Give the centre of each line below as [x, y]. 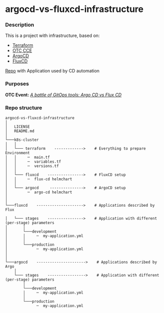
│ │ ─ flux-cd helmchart [39, 179]
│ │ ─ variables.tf [33, 162]
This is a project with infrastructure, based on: [53, 35]
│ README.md [20, 131]
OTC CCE [22, 50]
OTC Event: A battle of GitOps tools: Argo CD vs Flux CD [64, 95]
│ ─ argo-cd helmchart [39, 192]
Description [20, 25]
